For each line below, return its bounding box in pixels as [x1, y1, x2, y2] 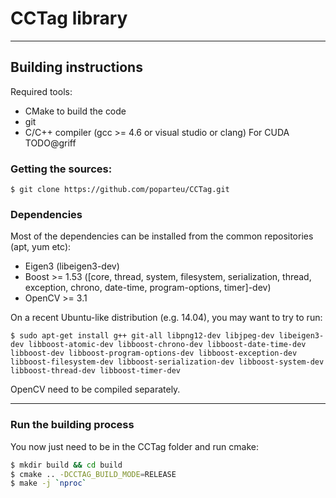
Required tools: [10, 85, 73, 97]
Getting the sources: [10, 162, 113, 176]
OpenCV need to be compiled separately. [10, 383, 181, 396]
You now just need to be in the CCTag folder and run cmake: [10, 440, 259, 452]
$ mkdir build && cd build [10, 460, 123, 470]
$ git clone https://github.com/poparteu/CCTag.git [10, 185, 230, 195]
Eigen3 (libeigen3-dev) [24, 260, 120, 272]
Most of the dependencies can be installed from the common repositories [10, 230, 314, 242]
